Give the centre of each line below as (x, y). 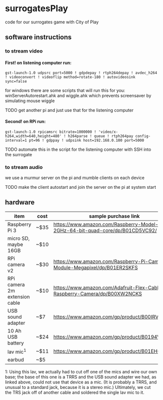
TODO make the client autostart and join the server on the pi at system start (81, 187)
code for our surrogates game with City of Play (52, 22)
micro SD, (19, 238)
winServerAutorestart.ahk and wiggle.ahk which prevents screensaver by (78, 96)
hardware (20, 202)
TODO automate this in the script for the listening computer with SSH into (78, 149)
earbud (16, 360)
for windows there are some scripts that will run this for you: (65, 91)
